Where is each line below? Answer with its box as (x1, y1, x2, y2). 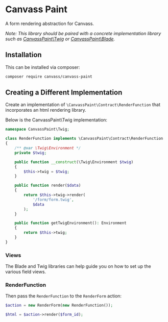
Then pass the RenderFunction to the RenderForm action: (5, 293, 122, 299)
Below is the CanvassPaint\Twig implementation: (5, 117, 108, 123)
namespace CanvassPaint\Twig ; (5, 127, 70, 132)
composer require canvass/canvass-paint (5, 74, 93, 79)
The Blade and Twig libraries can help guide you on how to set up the (5, 263, 152, 269)
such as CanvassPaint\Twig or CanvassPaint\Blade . (5, 36, 115, 42)
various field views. (5, 269, 46, 275)
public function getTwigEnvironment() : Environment (14, 220, 127, 226)
